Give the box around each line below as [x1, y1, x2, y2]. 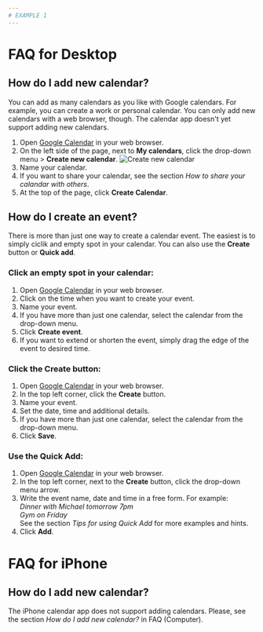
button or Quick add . [8, 248, 76, 258]
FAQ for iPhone [8, 554, 108, 572]
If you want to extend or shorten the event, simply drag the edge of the [19, 335, 250, 345]
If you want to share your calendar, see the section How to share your [19, 170, 246, 181]
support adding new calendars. [8, 122, 109, 132]
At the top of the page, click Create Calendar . [19, 188, 169, 197]
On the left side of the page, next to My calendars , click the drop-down [19, 146, 251, 155]
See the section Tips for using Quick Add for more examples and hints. [19, 519, 249, 528]
